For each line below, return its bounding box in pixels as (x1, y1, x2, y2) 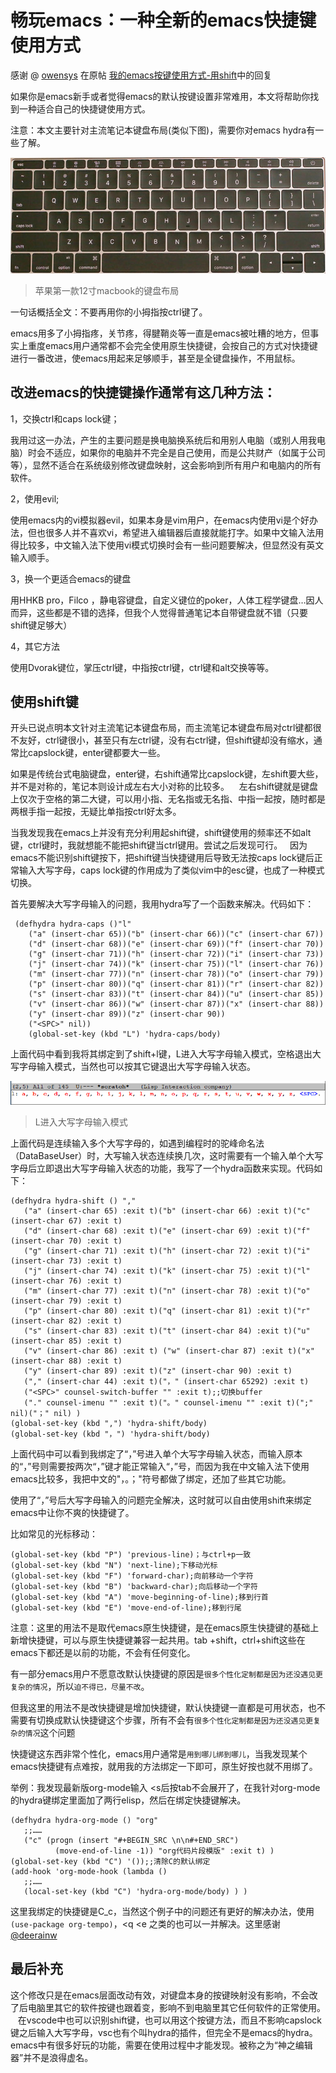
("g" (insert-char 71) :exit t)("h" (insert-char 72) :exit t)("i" (23, 1246, 311, 1256)
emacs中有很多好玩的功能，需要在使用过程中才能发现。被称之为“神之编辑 (10, 2039, 313, 2051)
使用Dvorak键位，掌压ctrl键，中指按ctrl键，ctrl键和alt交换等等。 (10, 661, 275, 673)
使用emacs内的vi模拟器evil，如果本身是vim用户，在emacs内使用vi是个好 (10, 514, 310, 526)
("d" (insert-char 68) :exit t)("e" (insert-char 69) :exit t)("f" (23, 1226, 311, 1236)
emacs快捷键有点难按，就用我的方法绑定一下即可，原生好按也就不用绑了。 (10, 1760, 318, 1772)
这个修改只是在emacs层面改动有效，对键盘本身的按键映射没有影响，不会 (10, 1989, 310, 2001)
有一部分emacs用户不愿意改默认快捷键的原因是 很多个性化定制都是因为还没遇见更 (10, 1667, 323, 1680)
